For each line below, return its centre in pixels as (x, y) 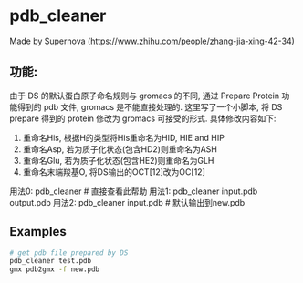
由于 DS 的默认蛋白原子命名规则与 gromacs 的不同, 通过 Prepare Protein (145, 96)
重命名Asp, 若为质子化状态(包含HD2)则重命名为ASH (120, 149)
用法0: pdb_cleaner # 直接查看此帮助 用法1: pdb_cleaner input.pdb (134, 191)
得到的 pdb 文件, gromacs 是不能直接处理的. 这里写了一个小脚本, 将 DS (150, 106)
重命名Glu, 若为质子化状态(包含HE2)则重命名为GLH (118, 160)
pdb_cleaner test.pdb (51, 261)
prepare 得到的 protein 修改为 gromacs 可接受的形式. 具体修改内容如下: (143, 118)
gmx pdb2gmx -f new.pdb (55, 269)
